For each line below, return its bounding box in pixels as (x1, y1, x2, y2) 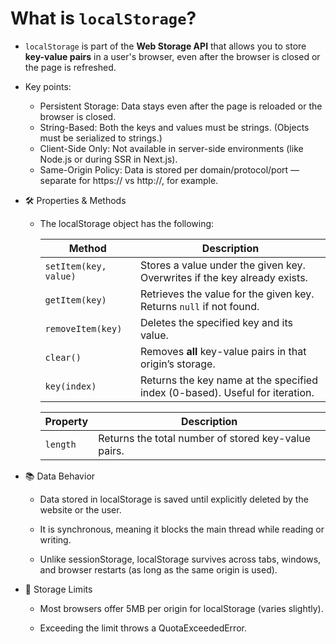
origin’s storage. (139, 357, 216, 371)
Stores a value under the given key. (139, 258, 306, 272)
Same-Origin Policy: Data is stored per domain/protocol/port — (39, 163, 300, 176)
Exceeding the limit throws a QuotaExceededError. (39, 622, 247, 634)
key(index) (44, 380, 97, 392)
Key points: (24, 80, 72, 92)
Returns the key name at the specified (139, 373, 318, 387)
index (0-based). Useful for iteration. (139, 385, 315, 399)
